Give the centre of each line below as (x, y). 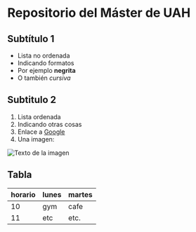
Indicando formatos (46, 63)
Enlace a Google (41, 132)
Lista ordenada (39, 116)
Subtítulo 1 (31, 39)
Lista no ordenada (44, 55)
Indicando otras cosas (50, 124)
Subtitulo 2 (32, 100)
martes (80, 194)
